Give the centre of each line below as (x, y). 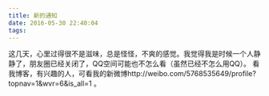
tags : (17, 30)
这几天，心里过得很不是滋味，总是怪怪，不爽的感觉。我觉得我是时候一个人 (131, 54)
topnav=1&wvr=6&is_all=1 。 (55, 83)
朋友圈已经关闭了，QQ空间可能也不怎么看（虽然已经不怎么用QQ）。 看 (145, 63)
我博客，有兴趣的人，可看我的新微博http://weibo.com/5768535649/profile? (132, 74)
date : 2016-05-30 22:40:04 (53, 23)
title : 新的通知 (33, 15)
